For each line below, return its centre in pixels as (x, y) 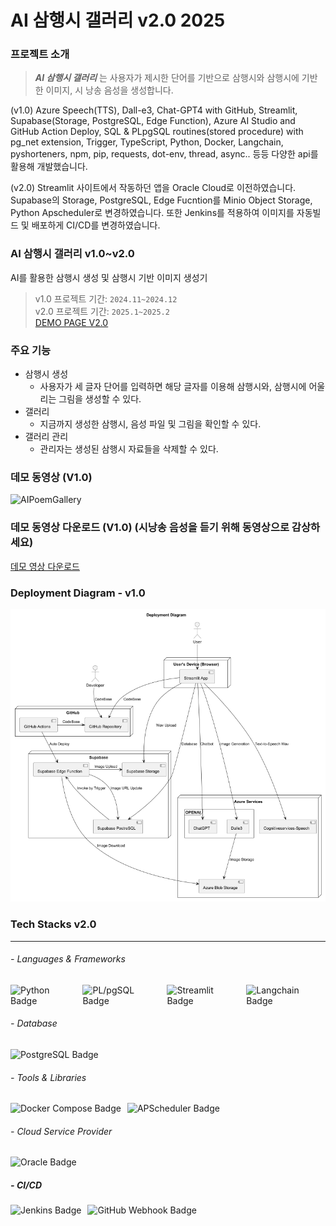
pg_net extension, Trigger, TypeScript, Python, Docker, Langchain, (147, 142)
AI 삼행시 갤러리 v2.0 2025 (118, 20)
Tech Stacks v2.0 (53, 924)
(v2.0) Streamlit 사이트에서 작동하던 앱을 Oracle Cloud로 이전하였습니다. (153, 188)
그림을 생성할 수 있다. (100, 399)
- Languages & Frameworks (68, 959)
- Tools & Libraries (48, 1077)
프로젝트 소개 (40, 54)
